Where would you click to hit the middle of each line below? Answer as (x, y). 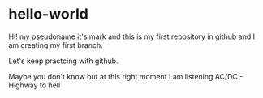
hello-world (49, 14)
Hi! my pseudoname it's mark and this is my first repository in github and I (132, 36)
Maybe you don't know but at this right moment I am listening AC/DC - (126, 76)
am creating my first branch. (56, 45)
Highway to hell (34, 85)
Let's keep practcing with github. (64, 61)
